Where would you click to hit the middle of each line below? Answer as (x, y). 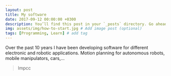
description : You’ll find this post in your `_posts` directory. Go (79, 24)
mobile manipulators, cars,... (35, 58)
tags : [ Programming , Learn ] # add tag (46, 33)
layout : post (19, 10)
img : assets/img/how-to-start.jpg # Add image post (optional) (74, 29)
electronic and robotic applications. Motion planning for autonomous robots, (85, 53)
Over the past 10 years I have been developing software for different (77, 48)
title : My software (26, 15)
